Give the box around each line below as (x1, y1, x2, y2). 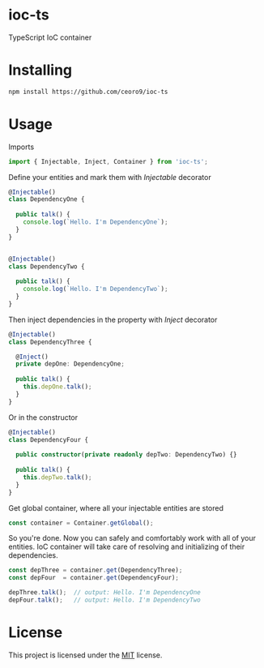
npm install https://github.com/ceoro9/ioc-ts (8, 88, 168, 96)
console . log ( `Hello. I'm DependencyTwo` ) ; (23, 285, 168, 293)
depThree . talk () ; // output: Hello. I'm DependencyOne (8, 589, 201, 597)
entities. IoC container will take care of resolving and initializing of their (8, 542, 245, 552)
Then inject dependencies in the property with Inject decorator (8, 315, 218, 324)
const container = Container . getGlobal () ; (8, 519, 154, 527)
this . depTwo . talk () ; (23, 473, 92, 482)
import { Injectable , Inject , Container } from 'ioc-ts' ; (8, 157, 208, 165)
